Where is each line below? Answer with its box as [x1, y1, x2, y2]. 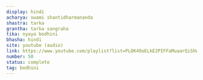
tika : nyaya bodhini [6, 31, 59, 37]
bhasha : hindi [6, 37, 42, 43]
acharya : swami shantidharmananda [6, 14, 94, 20]
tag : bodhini [6, 64, 39, 71]
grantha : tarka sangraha [6, 25, 69, 32]
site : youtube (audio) [6, 43, 63, 49]
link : [6, 48, 20, 54]
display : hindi [6, 8, 45, 15]
